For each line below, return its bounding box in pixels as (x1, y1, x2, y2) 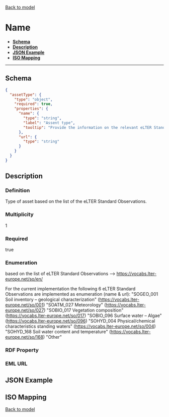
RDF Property (5, 347, 39, 354)
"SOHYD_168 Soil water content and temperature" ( (5, 329, 111, 335)
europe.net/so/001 (5, 302, 44, 308)
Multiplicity (5, 211, 34, 218)
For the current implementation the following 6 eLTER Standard (5, 286, 136, 292)
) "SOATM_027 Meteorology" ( (43, 302, 106, 308)
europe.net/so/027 (5, 307, 44, 314)
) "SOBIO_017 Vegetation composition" (43, 307, 124, 314)
